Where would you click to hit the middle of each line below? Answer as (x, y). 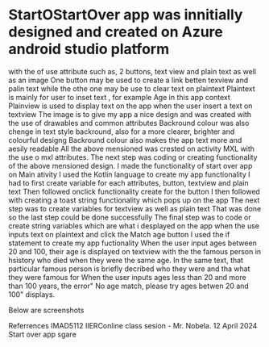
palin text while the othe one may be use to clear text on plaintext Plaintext (132, 88)
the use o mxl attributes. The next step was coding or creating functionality (133, 157)
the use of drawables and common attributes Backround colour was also (129, 123)
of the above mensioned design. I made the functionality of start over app (130, 165)
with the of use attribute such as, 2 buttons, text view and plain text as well (132, 71)
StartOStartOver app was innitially (126, 15)
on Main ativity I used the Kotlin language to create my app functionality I (129, 174)
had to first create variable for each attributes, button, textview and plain (128, 182)
